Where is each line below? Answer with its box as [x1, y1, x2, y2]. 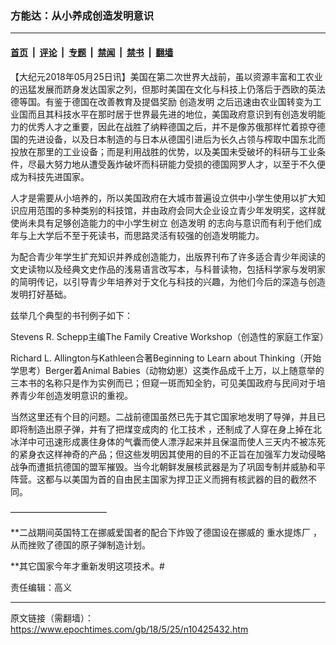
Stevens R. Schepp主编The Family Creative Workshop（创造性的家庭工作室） [10, 330, 329, 342]
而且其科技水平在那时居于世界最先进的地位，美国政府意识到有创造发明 [27, 108, 317, 120]
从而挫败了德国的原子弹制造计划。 [10, 538, 151, 551]
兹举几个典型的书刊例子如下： [10, 309, 133, 321]
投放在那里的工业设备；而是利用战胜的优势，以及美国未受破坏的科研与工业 [10, 145, 317, 157]
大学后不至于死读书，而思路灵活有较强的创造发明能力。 [36, 229, 265, 241]
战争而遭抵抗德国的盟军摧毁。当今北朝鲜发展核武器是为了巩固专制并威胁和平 [10, 460, 326, 472]
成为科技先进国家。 [10, 170, 90, 182]
